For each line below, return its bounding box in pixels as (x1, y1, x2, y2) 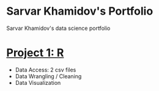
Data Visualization (15, 79, 61, 86)
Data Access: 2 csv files (15, 66, 76, 73)
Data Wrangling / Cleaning (15, 72, 82, 80)
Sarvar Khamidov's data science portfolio (6, 24, 111, 32)
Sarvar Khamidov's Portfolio (6, 4, 153, 18)
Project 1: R (6, 46, 64, 60)
